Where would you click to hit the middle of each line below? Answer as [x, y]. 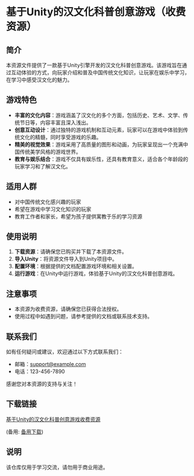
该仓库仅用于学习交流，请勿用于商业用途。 [57, 467]
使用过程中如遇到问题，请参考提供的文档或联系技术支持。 [83, 316]
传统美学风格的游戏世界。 [50, 151]
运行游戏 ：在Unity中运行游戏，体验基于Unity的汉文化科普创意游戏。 [96, 274]
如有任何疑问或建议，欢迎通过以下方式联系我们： [65, 352]
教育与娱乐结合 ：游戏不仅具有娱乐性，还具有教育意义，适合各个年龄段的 [101, 159]
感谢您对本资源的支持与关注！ [42, 384]
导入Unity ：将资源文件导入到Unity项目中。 [66, 259]
